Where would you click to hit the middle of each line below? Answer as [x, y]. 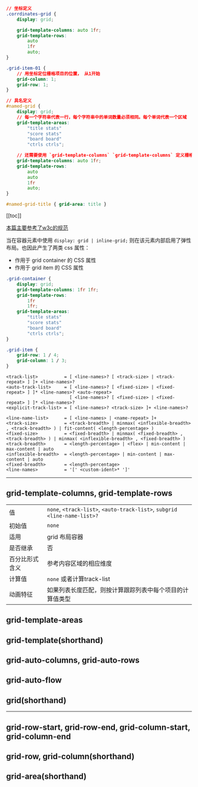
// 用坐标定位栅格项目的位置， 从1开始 [58, 74]
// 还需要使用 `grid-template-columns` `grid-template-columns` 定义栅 [103, 155]
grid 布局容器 [65, 537]
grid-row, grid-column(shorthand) [70, 756]
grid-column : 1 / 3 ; [42, 361]
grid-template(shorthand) [55, 640]
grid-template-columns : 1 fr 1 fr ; [58, 290]
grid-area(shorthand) [47, 777]
